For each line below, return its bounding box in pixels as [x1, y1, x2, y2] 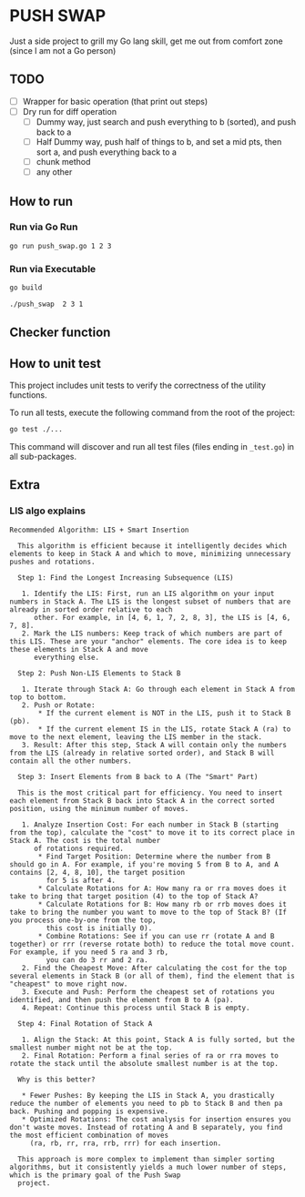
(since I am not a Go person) [9, 45, 117, 56]
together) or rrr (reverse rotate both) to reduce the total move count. [9, 939, 296, 948]
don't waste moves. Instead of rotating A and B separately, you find [9, 1122, 283, 1131]
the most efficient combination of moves [9, 1131, 169, 1140]
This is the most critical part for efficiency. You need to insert [17, 788, 283, 797]
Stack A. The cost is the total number [9, 836, 161, 845]
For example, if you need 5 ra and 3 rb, [9, 948, 169, 957]
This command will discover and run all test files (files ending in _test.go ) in [9, 441, 294, 451]
